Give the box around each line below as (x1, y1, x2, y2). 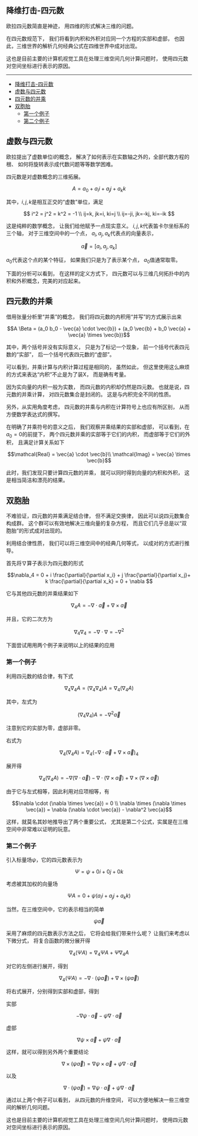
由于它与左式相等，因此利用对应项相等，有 (6, 788, 110, 795)
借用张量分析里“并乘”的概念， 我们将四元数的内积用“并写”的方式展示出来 (6, 313, 182, 320)
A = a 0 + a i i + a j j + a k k (72, 185, 126, 193)
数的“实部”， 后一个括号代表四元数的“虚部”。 (6, 350, 115, 358)
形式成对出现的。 (24, 527, 66, 534)
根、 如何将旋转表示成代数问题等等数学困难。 (6, 160, 116, 167)
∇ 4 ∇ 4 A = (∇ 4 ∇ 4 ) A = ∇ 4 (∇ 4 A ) (64, 684, 134, 693)
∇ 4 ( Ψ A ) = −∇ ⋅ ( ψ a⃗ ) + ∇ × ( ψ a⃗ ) (58, 974, 140, 983)
